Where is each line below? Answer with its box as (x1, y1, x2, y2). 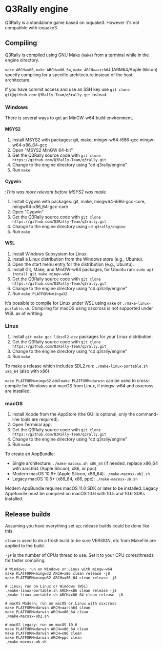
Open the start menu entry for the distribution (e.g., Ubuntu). (12, 261, 134, 267)
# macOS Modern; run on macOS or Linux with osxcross (5, 601, 117, 606)
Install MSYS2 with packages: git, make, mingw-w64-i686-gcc (12, 137, 139, 143)
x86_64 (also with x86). (5, 368, 51, 374)
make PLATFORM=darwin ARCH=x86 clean (5, 631, 82, 636)
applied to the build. (5, 543, 45, 549)
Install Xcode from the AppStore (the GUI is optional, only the (12, 411, 135, 417)
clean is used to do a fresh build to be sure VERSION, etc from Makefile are (5, 538, 156, 544)
